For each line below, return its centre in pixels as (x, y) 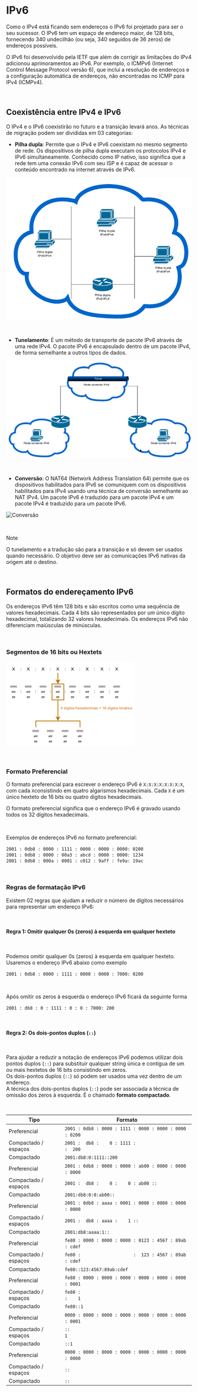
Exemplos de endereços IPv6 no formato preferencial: (72, 837)
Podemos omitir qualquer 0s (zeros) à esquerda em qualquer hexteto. (91, 956)
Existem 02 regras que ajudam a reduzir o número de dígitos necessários (95, 900)
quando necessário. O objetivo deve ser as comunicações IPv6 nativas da (96, 556)
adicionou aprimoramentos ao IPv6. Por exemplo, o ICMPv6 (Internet (90, 63)
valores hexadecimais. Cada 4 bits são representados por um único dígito (95, 613)
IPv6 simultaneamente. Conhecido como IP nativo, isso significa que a (100, 157)
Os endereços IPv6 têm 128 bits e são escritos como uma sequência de (93, 606)
